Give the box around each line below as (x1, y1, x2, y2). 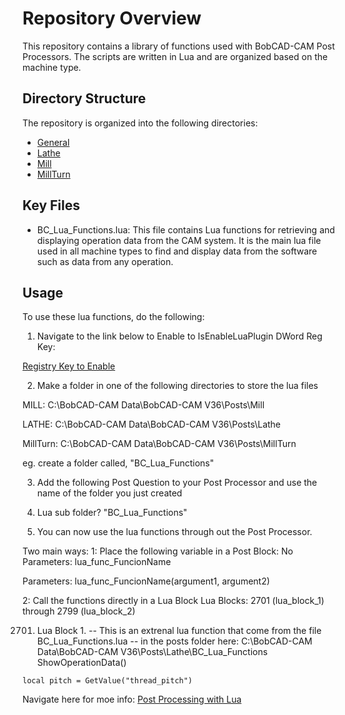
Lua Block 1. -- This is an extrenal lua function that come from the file (36, 625, 322, 637)
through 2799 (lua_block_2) (22, 605, 136, 617)
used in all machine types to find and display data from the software (36, 245, 318, 257)
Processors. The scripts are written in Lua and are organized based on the (22, 50, 329, 62)
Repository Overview (22, 7, 202, 30)
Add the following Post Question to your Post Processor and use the (36, 477, 318, 489)
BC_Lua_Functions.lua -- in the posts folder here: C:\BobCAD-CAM (36, 635, 313, 647)
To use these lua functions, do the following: (22, 311, 205, 323)
